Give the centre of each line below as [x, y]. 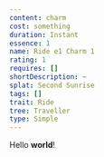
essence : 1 [30, 43]
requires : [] [34, 69]
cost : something [40, 26]
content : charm [38, 18]
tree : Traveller [40, 111]
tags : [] [26, 93]
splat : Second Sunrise [52, 85]
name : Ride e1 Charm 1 [52, 52]
